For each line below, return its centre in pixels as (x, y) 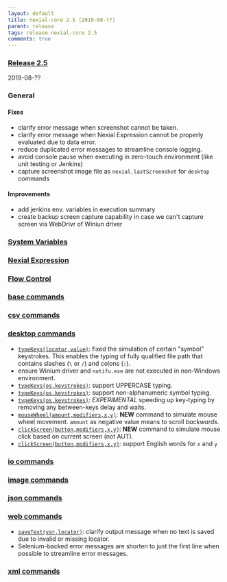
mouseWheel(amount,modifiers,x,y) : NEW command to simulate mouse (118, 414)
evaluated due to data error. (57, 142)
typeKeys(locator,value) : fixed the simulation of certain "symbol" (111, 349)
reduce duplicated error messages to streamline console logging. (110, 149)
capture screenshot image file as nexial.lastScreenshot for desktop (113, 171)
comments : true (29, 39)
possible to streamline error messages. (73, 553)
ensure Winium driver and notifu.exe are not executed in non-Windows (119, 371)
